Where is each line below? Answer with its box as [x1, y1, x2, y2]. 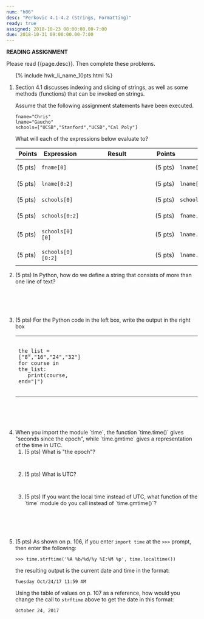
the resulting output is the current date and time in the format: [15, 567, 170, 575]
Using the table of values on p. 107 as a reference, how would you [15, 589, 180, 597]
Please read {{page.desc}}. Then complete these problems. [6, 60, 156, 68]
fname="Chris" [15, 114, 51, 120]
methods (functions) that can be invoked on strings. [15, 90, 145, 97]
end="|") [18, 378, 44, 384]
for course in [18, 359, 59, 366]
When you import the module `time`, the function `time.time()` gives [15, 429, 184, 436]
